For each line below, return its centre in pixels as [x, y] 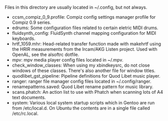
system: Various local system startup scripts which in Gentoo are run [83, 103]
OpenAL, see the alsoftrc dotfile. [46, 54]
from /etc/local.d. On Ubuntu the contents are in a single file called [81, 108]
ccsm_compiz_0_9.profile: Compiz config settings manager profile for [84, 17]
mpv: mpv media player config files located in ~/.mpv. [68, 60]
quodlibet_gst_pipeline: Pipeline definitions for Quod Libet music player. [86, 76]
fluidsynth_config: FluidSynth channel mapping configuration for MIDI [84, 33]
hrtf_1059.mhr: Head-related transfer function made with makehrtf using [87, 44]
